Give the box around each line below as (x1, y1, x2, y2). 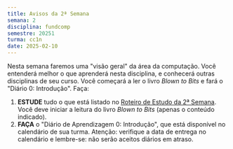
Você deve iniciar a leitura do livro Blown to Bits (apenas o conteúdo (17, 106, 215, 113)
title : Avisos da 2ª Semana (7, 10, 90, 17)
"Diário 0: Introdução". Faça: (7, 85, 90, 92)
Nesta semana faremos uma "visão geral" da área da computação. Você (7, 62, 216, 70)
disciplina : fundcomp (7, 23, 71, 30)
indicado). (17, 113, 47, 121)
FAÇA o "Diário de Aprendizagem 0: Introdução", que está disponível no (17, 120, 226, 128)
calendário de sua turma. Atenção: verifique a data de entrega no (17, 127, 207, 136)
